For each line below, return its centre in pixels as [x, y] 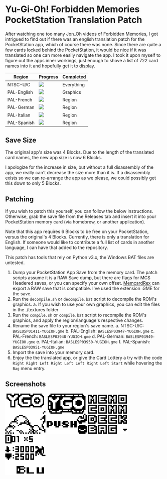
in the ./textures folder [35, 310]
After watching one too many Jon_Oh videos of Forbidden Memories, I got [82, 34]
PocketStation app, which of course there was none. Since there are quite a [83, 44]
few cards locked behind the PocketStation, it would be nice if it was [76, 50]
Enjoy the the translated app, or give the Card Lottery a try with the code [87, 358]
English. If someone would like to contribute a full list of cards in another [80, 243]
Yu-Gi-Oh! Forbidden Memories [72, 9]
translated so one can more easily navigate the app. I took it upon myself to [83, 55]
